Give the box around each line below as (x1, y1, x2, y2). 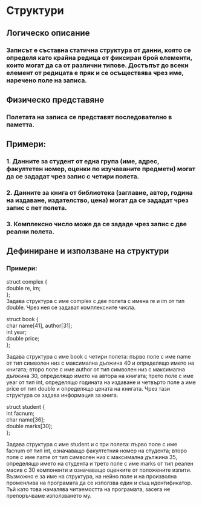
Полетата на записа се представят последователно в (6, 112, 172, 121)
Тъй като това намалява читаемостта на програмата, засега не (6, 485, 171, 493)
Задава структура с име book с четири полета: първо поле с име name (6, 353, 192, 360)
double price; (6, 334, 40, 342)
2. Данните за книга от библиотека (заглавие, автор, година (6, 189, 193, 197)
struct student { (6, 403, 45, 410)
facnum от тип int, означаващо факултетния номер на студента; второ (6, 447, 187, 454)
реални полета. (6, 227, 54, 236)
